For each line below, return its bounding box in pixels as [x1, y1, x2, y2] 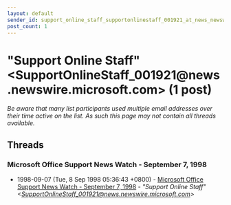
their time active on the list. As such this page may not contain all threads [7, 111, 217, 120]
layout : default [7, 10, 54, 17]
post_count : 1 [7, 23, 48, 30]
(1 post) [168, 82, 212, 97]
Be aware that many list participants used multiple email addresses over [7, 105, 213, 113]
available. [7, 119, 36, 127]
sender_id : [7, 17, 38, 23]
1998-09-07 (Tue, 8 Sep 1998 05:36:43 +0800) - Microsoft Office [16, 175, 204, 183]
